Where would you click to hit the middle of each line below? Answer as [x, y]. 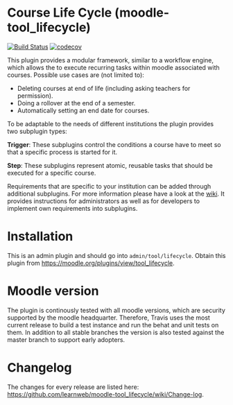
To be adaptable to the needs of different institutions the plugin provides [110, 123]
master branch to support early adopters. [66, 339]
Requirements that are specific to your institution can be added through [109, 186]
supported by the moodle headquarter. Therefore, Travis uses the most [109, 318]
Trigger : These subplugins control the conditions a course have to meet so [114, 144]
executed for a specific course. [52, 173]
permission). [35, 96]
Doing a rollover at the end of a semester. [76, 103]
